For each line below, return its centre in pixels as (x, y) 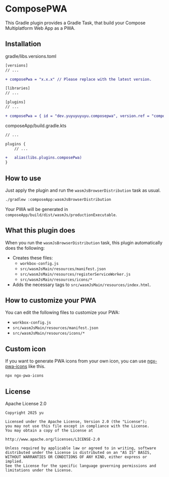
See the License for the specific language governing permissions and (81, 466)
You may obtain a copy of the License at (49, 430)
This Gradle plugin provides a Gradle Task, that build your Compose (75, 23)
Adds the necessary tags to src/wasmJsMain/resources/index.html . (82, 284)
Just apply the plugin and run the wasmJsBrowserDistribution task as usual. (83, 190)
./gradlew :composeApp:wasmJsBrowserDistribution (58, 199)
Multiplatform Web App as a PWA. (40, 28)
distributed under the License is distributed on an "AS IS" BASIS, (78, 452)
